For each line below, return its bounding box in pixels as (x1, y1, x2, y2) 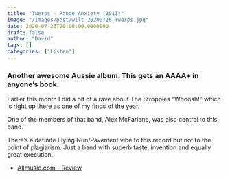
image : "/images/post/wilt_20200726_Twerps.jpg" (7, 16, 149, 23)
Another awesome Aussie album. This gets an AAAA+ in (7, 71, 199, 80)
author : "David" (7, 36, 54, 42)
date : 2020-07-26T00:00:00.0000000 (7, 23, 109, 29)
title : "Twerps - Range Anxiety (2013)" (7, 10, 125, 17)
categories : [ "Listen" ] (7, 49, 76, 55)
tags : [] (7, 42, 32, 49)
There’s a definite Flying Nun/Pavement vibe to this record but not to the (7, 136, 212, 144)
